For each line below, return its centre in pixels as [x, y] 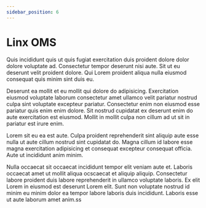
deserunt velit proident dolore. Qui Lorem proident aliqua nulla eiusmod [97, 72]
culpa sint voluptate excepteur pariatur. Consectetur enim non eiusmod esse [103, 104]
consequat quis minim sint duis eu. [50, 79]
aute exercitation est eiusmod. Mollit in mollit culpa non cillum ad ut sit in [98, 117]
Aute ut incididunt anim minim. [45, 155]
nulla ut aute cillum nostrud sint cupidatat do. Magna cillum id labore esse [100, 142]
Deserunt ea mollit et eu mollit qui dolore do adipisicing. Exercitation [93, 91]
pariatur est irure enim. [35, 123]
